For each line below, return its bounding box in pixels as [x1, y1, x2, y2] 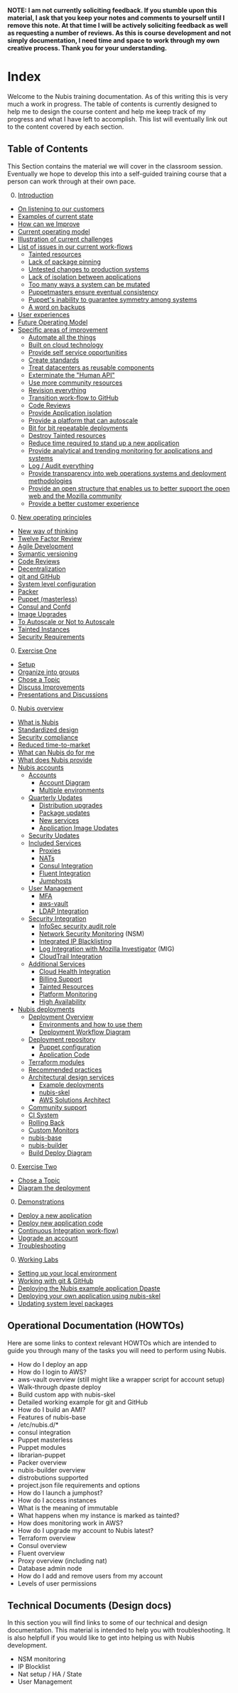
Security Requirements [17, 632, 85, 641]
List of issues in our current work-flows [17, 242, 133, 251]
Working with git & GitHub [17, 1276, 94, 1285]
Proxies [38, 846, 62, 855]
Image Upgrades [17, 609, 67, 618]
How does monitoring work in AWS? [17, 1518, 124, 1527]
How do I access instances [17, 1496, 97, 1505]
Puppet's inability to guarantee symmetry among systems [28, 295, 198, 304]
